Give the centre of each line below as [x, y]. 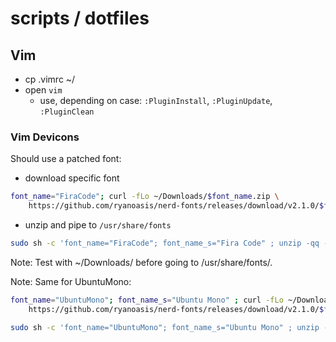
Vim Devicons [45, 137]
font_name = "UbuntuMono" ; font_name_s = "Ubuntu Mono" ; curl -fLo [147, 300]
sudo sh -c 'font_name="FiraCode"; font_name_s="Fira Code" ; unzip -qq [165, 243]
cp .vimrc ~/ [50, 79]
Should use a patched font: [66, 159]
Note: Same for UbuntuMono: [71, 281]
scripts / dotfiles [80, 18]
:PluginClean [67, 112]
